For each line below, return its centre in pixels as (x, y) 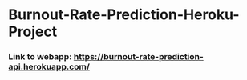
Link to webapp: (40, 57)
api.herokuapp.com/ (49, 67)
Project (33, 32)
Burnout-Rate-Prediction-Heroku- (124, 15)
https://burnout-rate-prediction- (139, 57)
